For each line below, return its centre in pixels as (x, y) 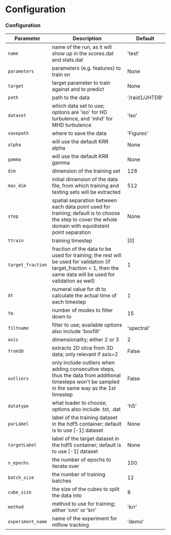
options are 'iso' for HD (79, 112)
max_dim (17, 186)
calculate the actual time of (84, 296)
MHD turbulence (72, 125)
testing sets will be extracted (86, 192)
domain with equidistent (80, 226)
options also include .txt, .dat (86, 409)
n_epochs (18, 463)
